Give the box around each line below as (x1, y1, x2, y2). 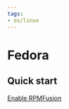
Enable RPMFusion (7, 94, 62, 102)
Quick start (7, 75, 58, 87)
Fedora (7, 47, 49, 63)
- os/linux (7, 17, 39, 24)
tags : (7, 10, 23, 18)
